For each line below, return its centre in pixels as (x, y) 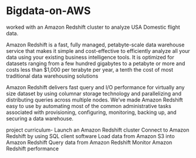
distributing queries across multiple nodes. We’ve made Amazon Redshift (94, 100)
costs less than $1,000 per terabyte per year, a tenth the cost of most (90, 69)
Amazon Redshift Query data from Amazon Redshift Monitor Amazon (89, 142)
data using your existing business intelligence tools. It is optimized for (90, 57)
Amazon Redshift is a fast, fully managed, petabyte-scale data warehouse (95, 45)
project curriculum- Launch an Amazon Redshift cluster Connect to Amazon (98, 130)
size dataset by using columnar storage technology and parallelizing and (94, 93)
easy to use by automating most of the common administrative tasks (89, 106)
